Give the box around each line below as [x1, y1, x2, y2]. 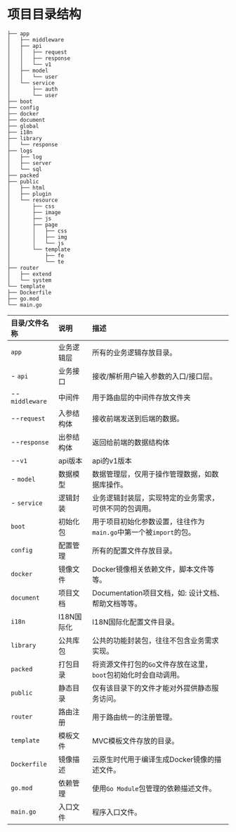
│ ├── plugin [7, 190, 52, 197]
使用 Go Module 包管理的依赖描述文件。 [92, 783, 216, 793]
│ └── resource [7, 197, 58, 204]
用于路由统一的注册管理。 [92, 712, 177, 722]
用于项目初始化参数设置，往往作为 [92, 516, 205, 526]
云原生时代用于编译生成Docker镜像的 [92, 755, 215, 764]
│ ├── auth [7, 85, 58, 92]
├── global [7, 123, 39, 130]
